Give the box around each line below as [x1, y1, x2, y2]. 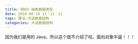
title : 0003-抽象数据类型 [5, 7, 53, 12]
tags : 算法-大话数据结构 [5, 16, 50, 21]
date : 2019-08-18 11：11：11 [5, 11, 63, 16]
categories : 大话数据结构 [5, 20, 53, 25]
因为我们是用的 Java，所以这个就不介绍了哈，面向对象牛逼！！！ [5, 34, 135, 40]
